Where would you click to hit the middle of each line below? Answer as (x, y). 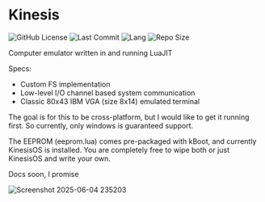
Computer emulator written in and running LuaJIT (90, 53)
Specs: (20, 68)
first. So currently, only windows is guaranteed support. (101, 125)
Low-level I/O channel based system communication (107, 93)
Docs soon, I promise (44, 174)
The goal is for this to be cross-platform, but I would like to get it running (129, 117)
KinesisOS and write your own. (60, 158)
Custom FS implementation (65, 84)
